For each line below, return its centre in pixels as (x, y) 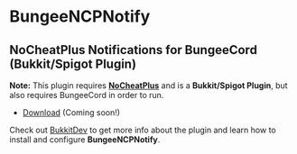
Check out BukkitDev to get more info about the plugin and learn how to (143, 130)
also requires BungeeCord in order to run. (87, 95)
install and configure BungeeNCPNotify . (85, 140)
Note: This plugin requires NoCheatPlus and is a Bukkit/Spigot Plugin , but (148, 86)
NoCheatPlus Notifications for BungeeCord (133, 50)
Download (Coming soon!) (71, 113)
